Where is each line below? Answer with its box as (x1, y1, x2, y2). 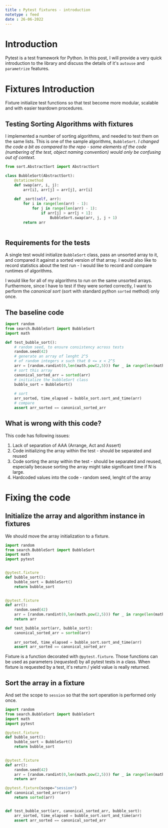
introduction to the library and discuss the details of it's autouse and (5, 60, 145, 66)
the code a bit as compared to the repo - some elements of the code (5, 144, 146, 150)
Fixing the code (5, 492, 71, 503)
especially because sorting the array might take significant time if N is (12, 463, 156, 470)
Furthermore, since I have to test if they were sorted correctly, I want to (5, 283, 152, 289)
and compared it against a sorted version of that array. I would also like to (5, 257, 156, 263)
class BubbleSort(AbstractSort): (5, 173, 75, 178)
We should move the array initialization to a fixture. (5, 533, 110, 539)
